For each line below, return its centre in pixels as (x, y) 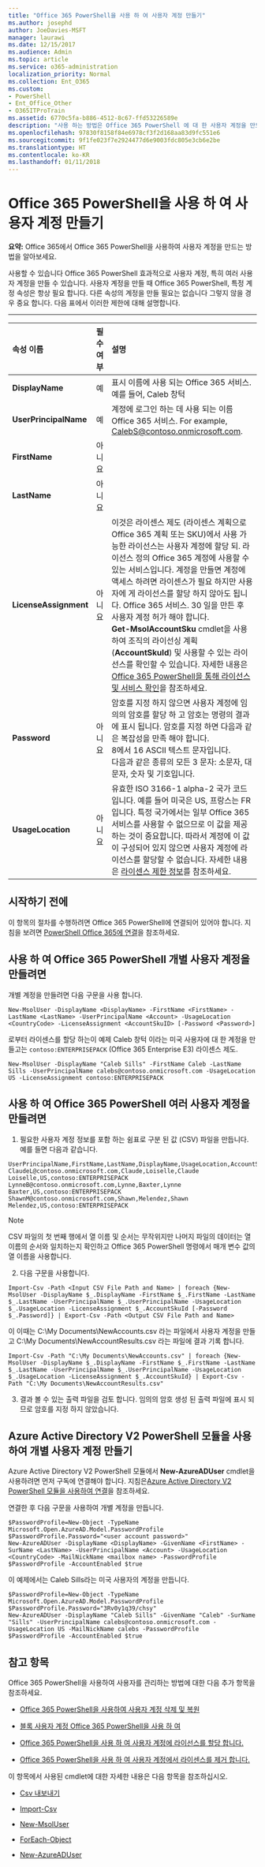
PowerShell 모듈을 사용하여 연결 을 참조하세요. (79, 1491)
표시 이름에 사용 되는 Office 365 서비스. (182, 383)
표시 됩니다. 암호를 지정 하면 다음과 (182, 726)
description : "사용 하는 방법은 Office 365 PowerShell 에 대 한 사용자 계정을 (127, 125)
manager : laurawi (37, 37)
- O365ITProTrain (37, 111)
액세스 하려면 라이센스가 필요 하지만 (174, 582)
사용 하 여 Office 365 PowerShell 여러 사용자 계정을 (129, 1104)
